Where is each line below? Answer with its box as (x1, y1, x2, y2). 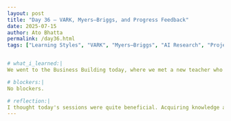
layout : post (7, 10, 45, 17)
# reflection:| (7, 97, 51, 105)
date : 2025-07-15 (7, 23, 57, 29)
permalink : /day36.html (7, 36, 76, 42)
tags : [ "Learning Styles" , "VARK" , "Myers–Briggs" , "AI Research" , (7, 42, 205, 49)
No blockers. (7, 85, 45, 92)
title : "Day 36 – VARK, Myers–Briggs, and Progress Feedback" (7, 16, 189, 23)
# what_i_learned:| (7, 60, 63, 67)
